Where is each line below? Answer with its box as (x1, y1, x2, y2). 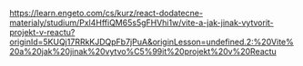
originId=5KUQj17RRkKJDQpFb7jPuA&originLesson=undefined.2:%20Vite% (9, 36, 294, 47)
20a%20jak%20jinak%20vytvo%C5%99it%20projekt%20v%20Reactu (9, 46, 278, 57)
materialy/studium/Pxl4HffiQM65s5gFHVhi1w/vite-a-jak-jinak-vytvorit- (9, 17, 275, 28)
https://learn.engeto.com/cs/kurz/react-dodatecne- (9, 8, 203, 18)
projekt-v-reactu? (9, 27, 76, 37)
